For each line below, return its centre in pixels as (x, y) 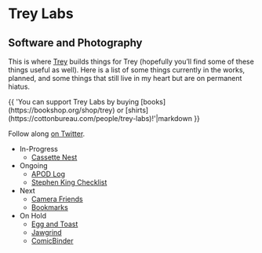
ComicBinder (52, 241)
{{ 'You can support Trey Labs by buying (74, 102)
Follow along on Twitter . (47, 134)
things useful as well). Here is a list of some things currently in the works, (127, 70)
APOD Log (48, 174)
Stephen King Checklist (69, 182)
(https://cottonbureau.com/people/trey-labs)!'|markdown (100, 118)
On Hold (33, 216)
